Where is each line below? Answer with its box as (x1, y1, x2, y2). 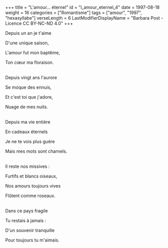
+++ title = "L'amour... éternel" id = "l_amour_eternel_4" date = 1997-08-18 (5, 5, 160, 10)
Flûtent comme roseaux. (5, 193, 56, 199)
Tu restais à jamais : (5, 218, 46, 223)
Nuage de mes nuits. (5, 104, 48, 110)
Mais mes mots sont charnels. (5, 148, 67, 154)
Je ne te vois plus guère (5, 139, 55, 144)
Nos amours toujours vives (5, 183, 61, 189)
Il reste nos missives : (5, 163, 50, 169)
